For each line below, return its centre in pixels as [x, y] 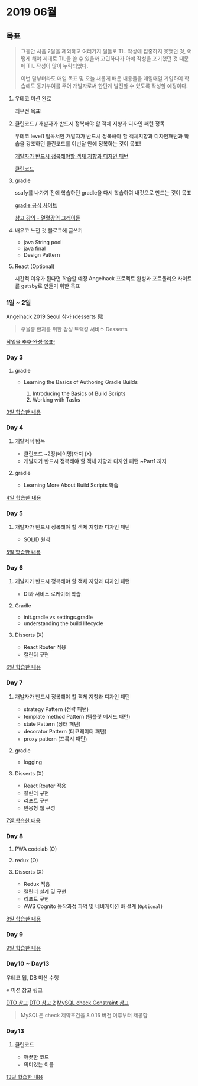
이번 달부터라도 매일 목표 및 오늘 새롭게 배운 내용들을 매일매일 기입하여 [102, 78]
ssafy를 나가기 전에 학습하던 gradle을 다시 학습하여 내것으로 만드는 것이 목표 [103, 193]
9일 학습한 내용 [24, 948]
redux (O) [26, 861]
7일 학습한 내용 [24, 820]
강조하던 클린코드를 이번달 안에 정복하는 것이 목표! [83, 143]
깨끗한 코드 [36, 1057]
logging [33, 762]
